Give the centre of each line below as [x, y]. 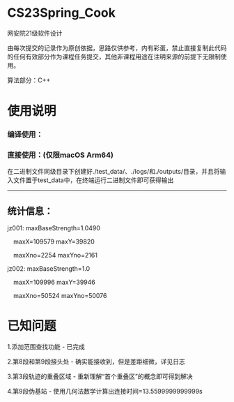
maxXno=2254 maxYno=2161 [55, 255]
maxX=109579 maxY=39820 [54, 241]
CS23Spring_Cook [62, 13]
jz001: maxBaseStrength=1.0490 [54, 228]
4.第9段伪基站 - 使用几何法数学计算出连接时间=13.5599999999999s [105, 392]
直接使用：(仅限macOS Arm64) [60, 155]
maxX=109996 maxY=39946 [54, 282]
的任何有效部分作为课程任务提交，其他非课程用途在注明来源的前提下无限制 [114, 57]
